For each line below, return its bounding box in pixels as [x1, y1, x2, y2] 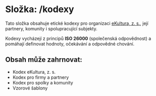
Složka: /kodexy [5, 4, 74, 15]
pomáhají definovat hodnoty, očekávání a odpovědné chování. [5, 40, 135, 46]
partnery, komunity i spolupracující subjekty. [5, 25, 97, 31]
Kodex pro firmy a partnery [12, 74, 69, 80]
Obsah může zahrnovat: [5, 56, 82, 64]
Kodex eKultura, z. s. [12, 69, 56, 75]
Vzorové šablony [12, 85, 48, 91]
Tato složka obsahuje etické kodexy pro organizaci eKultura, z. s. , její [5, 20, 149, 26]
